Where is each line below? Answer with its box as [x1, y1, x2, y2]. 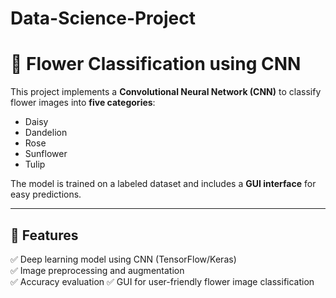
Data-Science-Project [10, 7, 197, 30]
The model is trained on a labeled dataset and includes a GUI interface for [10, 178, 317, 190]
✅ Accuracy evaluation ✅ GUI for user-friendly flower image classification [10, 275, 315, 287]
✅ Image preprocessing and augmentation [10, 264, 185, 276]
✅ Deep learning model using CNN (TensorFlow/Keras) [10, 253, 237, 265]
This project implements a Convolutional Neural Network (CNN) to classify [10, 86, 322, 98]
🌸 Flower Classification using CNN [10, 53, 302, 76]
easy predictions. [10, 188, 82, 201]
